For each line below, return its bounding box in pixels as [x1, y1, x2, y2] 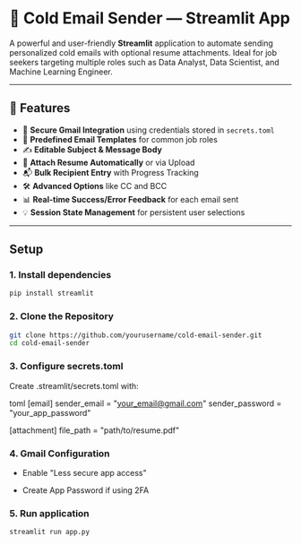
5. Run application [9, 506, 90, 519]
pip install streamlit [9, 289, 94, 298]
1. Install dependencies [9, 269, 112, 281]
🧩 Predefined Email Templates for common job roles [21, 134, 218, 144]
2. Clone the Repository [9, 310, 115, 323]
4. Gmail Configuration [9, 447, 110, 460]
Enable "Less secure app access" [21, 467, 147, 478]
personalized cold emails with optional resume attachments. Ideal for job [9, 47, 278, 57]
